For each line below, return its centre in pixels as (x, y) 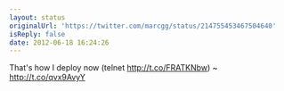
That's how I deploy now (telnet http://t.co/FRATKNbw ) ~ (114, 68)
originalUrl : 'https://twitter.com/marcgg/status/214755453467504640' (143, 26)
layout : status (37, 17)
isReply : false (37, 34)
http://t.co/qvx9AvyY (48, 78)
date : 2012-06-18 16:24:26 (59, 42)
